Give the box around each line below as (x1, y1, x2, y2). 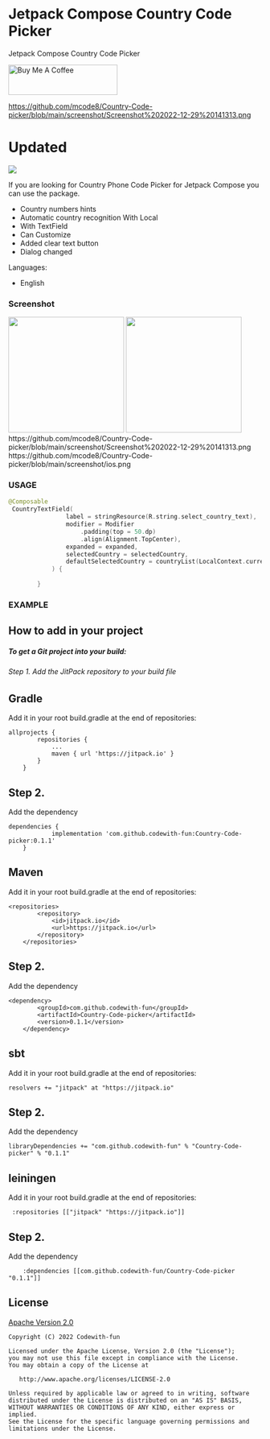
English (19, 278, 45, 287)
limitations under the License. (8, 1425, 117, 1433)
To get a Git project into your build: (8, 646, 127, 656)
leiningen (8, 1171, 56, 1185)
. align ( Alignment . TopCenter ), (80, 535, 182, 544)
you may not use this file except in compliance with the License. (8, 1354, 239, 1362)
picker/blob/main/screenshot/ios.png (8, 460, 131, 469)
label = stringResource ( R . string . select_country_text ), (65, 513, 257, 521)
